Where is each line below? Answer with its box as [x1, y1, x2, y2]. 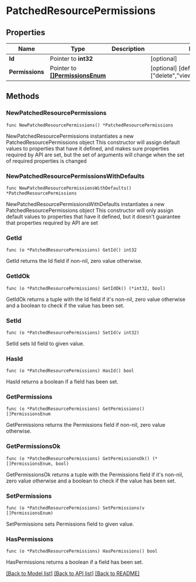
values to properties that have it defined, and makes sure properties [6, 145, 169, 152]
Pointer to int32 [50, 54, 93, 63]
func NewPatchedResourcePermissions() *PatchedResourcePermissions [6, 122, 174, 128]
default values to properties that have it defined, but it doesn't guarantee [6, 213, 181, 220]
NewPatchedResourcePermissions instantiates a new [6, 132, 134, 139]
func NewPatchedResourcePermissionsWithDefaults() [6, 185, 132, 191]
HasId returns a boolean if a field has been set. [6, 378, 118, 385]
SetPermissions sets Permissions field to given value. [6, 521, 134, 528]
